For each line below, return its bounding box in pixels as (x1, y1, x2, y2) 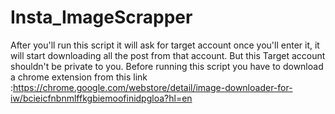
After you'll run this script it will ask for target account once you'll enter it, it (10, 39, 320, 51)
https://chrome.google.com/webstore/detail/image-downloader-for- (13, 81, 293, 93)
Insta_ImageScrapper (10, 6, 193, 29)
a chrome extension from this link (10, 71, 148, 83)
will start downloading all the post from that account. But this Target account (10, 49, 326, 61)
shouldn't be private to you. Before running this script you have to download (10, 60, 324, 72)
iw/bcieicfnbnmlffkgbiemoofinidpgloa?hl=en (10, 92, 193, 104)
